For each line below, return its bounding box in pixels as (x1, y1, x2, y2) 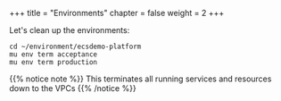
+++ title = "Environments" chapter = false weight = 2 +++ (9, 8, 225, 18)
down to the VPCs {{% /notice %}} (9, 83, 136, 93)
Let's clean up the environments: (9, 25, 130, 35)
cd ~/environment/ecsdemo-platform (9, 42, 142, 51)
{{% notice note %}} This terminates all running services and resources (9, 73, 272, 84)
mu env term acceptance (9, 50, 98, 59)
